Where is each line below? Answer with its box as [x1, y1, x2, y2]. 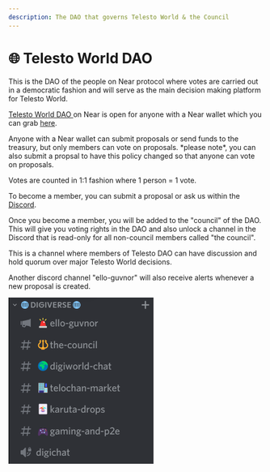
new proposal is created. [8, 281, 91, 291]
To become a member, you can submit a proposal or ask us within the [8, 191, 240, 200]
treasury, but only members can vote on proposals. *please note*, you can [8, 142, 256, 152]
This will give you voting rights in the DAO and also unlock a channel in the [8, 224, 256, 234]
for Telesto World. [8, 93, 69, 103]
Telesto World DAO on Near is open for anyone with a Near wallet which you [8, 109, 263, 119]
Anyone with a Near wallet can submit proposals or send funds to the [8, 134, 239, 144]
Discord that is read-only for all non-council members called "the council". [8, 232, 256, 242]
